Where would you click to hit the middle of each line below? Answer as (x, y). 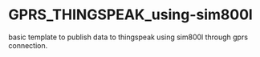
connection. (28, 45)
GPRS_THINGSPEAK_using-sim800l (130, 15)
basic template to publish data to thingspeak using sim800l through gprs (128, 37)
